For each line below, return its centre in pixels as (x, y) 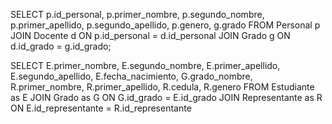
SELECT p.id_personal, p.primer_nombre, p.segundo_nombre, (137, 14)
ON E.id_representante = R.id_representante (101, 108)
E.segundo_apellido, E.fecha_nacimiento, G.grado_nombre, (131, 76)
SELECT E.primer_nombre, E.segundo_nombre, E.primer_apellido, (145, 65)
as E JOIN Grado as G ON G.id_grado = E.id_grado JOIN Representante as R (166, 97)
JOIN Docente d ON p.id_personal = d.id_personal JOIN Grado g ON (150, 35)
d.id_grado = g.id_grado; (61, 46)
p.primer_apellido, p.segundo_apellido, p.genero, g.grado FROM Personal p (165, 25)
